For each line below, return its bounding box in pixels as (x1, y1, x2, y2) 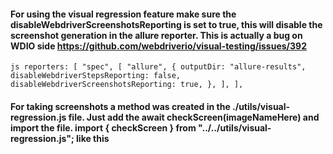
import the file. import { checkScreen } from (10, 121, 197, 134)
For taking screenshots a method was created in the (10, 100, 231, 112)
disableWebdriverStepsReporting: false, (10, 71, 182, 81)
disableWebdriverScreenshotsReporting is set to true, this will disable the (10, 18, 323, 30)
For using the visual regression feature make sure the (10, 8, 237, 20)
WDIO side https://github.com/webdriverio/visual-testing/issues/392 (10, 40, 307, 52)
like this (76, 132, 110, 144)
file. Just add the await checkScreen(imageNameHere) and (68, 111, 320, 123)
